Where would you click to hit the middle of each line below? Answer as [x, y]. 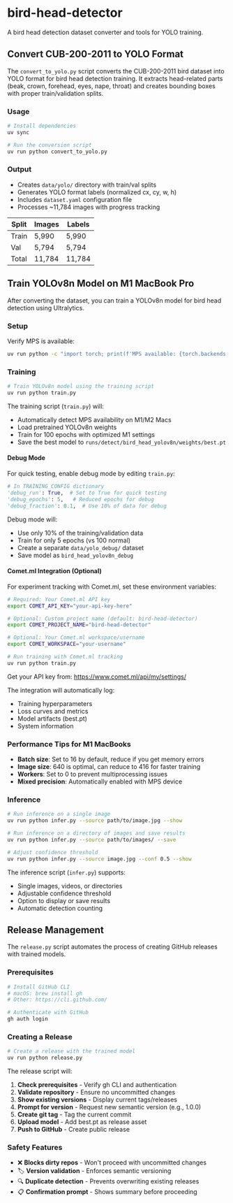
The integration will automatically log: [61, 690]
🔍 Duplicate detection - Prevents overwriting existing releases [108, 1181]
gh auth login [28, 1019]
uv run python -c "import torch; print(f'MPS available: [92, 354]
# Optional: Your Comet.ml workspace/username [76, 637]
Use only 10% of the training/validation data [80, 533]
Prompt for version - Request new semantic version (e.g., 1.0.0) [109, 1107]
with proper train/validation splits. [55, 93]
